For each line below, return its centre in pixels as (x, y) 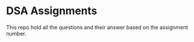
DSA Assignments (52, 11)
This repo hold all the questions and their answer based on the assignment (97, 27)
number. (16, 33)
